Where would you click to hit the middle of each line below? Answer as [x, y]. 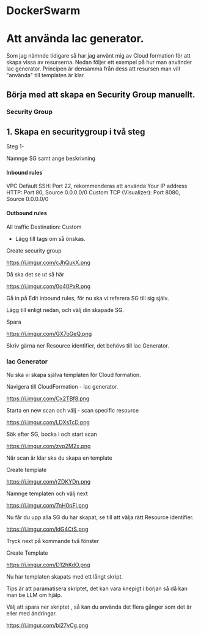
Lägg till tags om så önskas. [50, 238]
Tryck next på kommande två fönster [53, 541]
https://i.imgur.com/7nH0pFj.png [47, 505]
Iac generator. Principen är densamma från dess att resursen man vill [93, 69]
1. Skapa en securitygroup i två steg [76, 131]
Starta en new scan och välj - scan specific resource [73, 410]
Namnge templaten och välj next [47, 493]
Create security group [34, 250]
